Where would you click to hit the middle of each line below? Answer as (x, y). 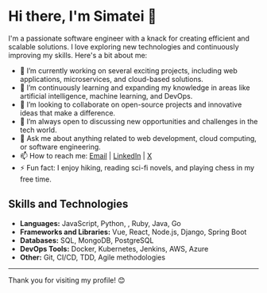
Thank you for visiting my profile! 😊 (67, 280)
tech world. (38, 130)
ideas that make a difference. (68, 113)
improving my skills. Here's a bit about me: (78, 55)
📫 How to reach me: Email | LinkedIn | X (86, 155)
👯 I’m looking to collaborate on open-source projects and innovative (131, 104)
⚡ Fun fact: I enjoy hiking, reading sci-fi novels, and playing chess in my (137, 167)
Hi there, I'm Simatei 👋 (83, 16)
